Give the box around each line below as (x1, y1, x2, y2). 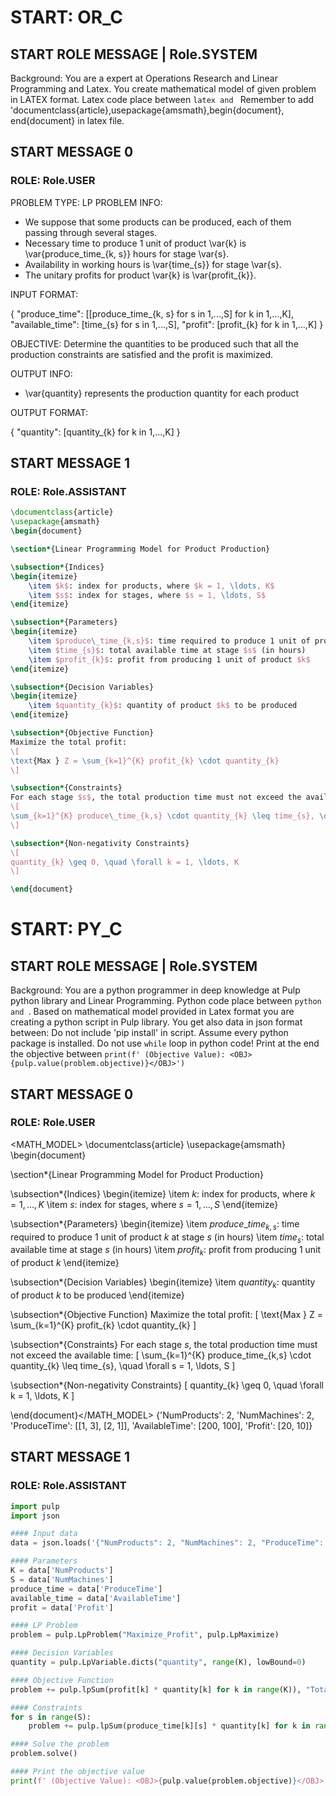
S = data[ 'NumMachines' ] (10, 1574, 114, 1585)
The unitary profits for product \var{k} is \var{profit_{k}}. (24, 269, 257, 281)
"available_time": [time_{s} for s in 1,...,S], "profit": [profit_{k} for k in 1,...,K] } (10, 318, 324, 330)
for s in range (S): (10, 1712, 92, 1722)
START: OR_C (10, 6, 124, 29)
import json (10, 1511, 60, 1521)
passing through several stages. (24, 226, 158, 238)
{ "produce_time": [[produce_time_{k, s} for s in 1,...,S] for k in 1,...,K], (10, 307, 295, 320)
